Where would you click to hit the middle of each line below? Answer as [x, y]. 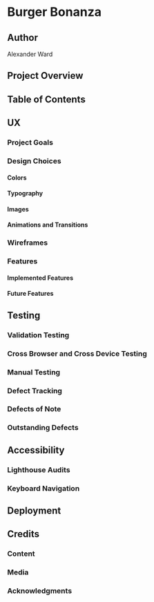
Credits [23, 534]
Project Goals [30, 142]
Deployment [34, 510]
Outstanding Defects [43, 428]
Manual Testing [34, 372]
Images [18, 209]
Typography [25, 194]
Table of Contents [47, 99]
